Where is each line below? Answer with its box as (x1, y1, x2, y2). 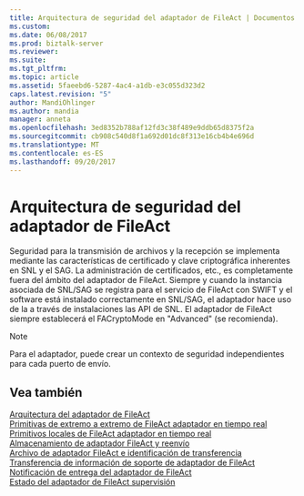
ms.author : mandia (9, 106, 79, 116)
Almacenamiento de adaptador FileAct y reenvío (9, 438, 190, 449)
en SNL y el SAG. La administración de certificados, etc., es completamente (9, 265, 294, 276)
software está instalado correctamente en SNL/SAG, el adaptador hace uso (9, 294, 292, 305)
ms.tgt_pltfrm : (9, 65, 67, 74)
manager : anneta (9, 115, 71, 124)
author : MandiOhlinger (9, 97, 96, 107)
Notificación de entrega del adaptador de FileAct (9, 467, 193, 478)
